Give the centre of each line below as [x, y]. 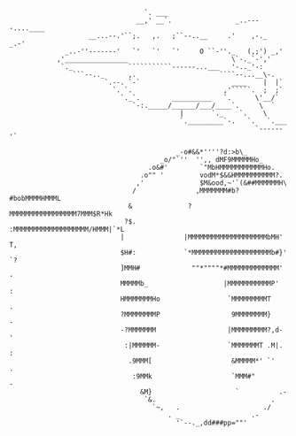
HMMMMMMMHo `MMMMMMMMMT [196, 299]
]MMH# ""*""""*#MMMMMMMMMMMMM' [202, 268]
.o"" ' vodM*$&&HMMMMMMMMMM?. [212, 175]
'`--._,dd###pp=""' [212, 423]
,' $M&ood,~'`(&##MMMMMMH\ [212, 183]
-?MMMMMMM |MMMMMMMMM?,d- [202, 330]
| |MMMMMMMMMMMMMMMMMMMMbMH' [202, 237]
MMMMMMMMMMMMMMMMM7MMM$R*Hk [61, 214]
